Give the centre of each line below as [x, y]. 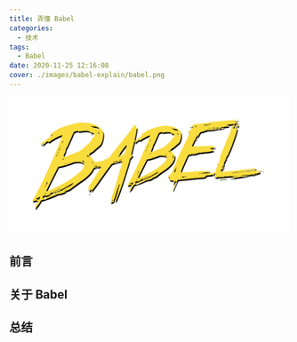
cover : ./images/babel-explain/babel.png [87, 76]
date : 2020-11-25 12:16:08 [59, 66]
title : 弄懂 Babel [42, 19]
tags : [19, 47]
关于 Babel [39, 294]
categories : [31, 28]
